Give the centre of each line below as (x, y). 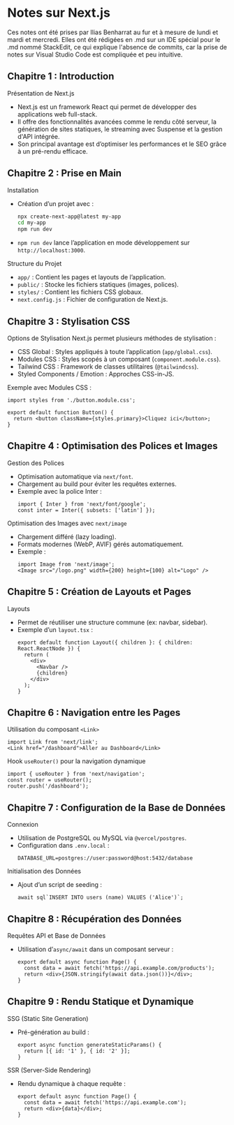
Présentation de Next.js (41, 93)
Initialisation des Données (44, 872)
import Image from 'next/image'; (66, 564)
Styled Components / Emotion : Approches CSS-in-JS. (96, 374)
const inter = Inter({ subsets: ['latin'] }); (86, 510)
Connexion (23, 825)
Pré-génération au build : (53, 1032)
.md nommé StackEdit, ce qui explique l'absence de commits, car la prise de (117, 47)
